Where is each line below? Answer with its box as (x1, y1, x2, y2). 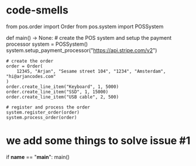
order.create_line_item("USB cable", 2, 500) (6, 94, 119, 100)
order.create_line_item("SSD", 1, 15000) (6, 89, 109, 94)
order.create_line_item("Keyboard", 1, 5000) (6, 83, 119, 90)
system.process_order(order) (6, 114, 77, 120)
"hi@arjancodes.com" (6, 73, 57, 79)
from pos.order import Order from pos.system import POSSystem (6, 23, 164, 30)
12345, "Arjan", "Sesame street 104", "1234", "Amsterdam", (16, 68, 166, 74)
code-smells (6, 4, 68, 17)
